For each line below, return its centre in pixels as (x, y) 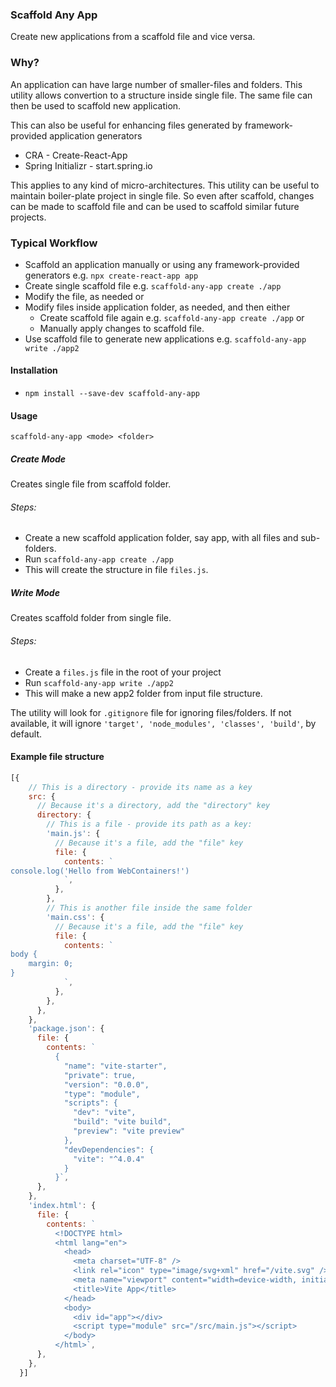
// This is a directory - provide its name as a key (140, 787)
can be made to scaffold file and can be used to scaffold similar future (155, 206)
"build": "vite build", (122, 1122)
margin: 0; (51, 964)
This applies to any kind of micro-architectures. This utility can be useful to (165, 185)
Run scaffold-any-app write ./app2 (99, 682)
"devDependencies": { (109, 1149)
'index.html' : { (62, 1206)
